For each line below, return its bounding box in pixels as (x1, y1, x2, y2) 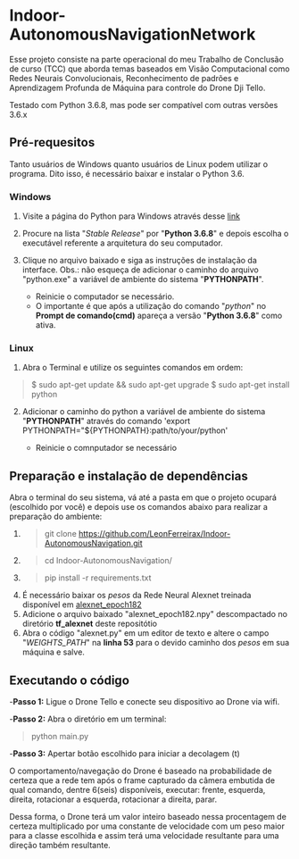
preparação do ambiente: (9, 511, 103, 522)
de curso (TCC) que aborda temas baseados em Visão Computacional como (9, 63, 290, 74)
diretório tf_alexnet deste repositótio (21, 618, 158, 630)
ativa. (35, 320, 56, 330)
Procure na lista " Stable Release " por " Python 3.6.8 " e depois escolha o (21, 229, 289, 239)
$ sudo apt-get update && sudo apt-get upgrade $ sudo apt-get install (30, 379, 290, 390)
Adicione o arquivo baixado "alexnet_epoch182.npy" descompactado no (21, 609, 288, 620)
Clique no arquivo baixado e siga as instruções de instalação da (21, 255, 257, 266)
